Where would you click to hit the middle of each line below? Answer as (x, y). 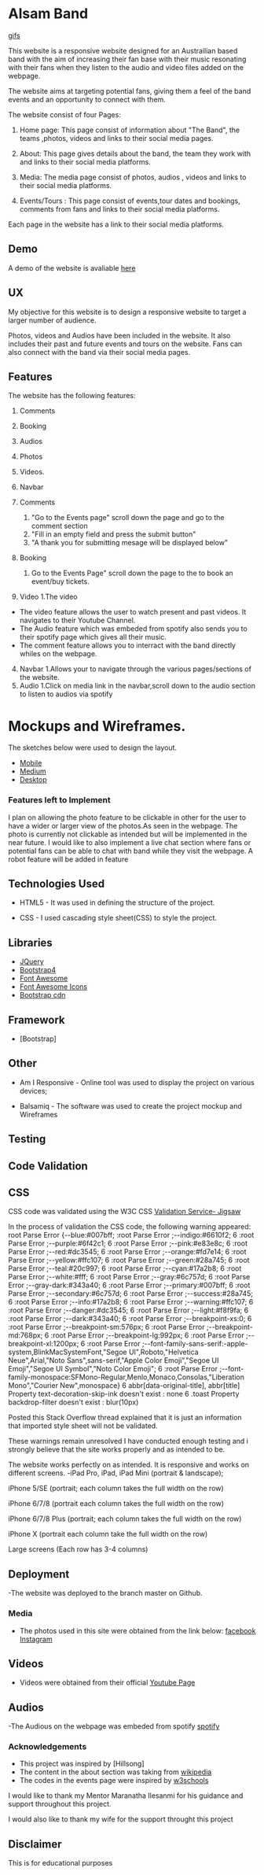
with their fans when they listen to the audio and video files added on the (126, 67)
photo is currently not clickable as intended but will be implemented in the (128, 834)
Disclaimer (35, 1844)
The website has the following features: (72, 396)
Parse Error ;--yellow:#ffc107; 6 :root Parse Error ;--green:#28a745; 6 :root (129, 1260)
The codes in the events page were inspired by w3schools (114, 1781)
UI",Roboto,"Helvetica (163, 1352)
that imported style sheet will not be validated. (83, 1426)
